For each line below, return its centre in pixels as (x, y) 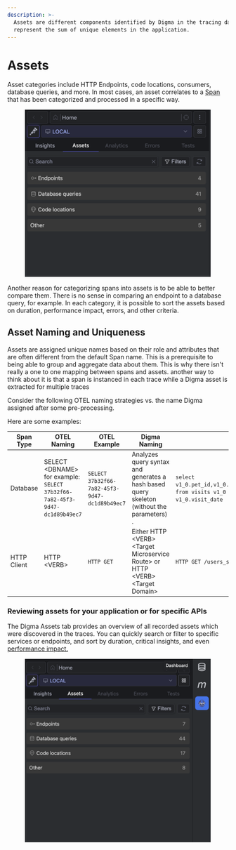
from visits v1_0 (201, 492)
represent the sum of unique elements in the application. (102, 29)
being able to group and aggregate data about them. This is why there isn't (116, 364)
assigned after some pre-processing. (61, 408)
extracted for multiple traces (48, 387)
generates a (149, 477)
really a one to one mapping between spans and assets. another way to (111, 371)
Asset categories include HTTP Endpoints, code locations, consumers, (110, 85)
